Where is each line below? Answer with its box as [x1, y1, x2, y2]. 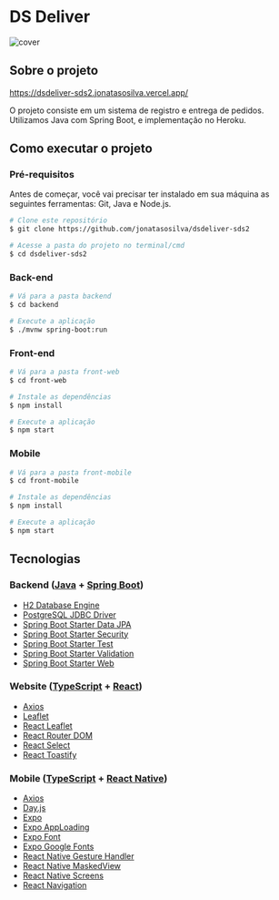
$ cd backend [9, 301, 59, 310]
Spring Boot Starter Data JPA [22, 619, 132, 629]
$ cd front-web [9, 375, 67, 384]
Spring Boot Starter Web [22, 658, 115, 669]
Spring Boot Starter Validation [22, 648, 135, 659]
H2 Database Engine [22, 599, 100, 610]
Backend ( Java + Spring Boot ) [9, 578, 144, 591]
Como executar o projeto [9, 141, 153, 157]
